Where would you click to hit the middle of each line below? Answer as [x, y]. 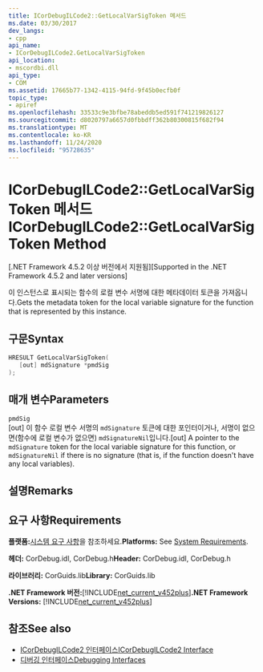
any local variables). [41, 464]
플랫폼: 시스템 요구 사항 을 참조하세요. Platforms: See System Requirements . [128, 541]
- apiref [23, 105]
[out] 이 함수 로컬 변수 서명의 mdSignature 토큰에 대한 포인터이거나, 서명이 [124, 427]
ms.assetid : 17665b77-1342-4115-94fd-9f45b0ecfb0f [95, 90]
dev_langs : [26, 30]
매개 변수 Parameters [59, 400]
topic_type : [28, 98]
